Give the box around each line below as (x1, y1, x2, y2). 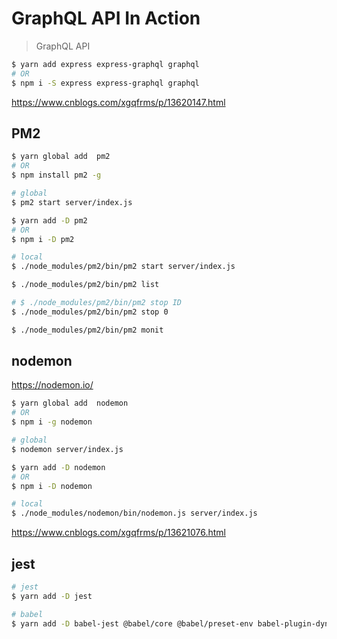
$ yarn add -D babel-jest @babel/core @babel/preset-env (11, 618, 254, 629)
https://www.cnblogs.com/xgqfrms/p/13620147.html (11, 96, 226, 108)
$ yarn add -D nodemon (11, 462, 106, 472)
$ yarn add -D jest (11, 591, 93, 601)
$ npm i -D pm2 (11, 234, 75, 244)
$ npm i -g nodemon (11, 417, 93, 427)
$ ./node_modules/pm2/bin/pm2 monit (11, 325, 164, 335)
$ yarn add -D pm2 (11, 215, 88, 226)
